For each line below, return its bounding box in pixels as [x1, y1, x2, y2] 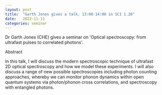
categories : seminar [5, 21, 48, 26]
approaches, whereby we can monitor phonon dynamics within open [5, 74, 144, 80]
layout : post [5, 7, 32, 12]
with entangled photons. [5, 84, 54, 91]
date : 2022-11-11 [5, 16, 45, 21]
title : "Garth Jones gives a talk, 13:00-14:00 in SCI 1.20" [5, 12, 135, 17]
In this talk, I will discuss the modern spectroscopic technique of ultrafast [5, 58, 153, 64]
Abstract [5, 49, 23, 55]
